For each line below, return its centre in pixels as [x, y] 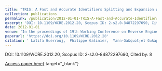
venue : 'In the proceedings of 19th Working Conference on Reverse [74, 32]
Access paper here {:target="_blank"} [42, 63]
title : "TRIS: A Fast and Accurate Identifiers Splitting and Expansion [80, 9]
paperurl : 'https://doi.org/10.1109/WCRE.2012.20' [57, 36]
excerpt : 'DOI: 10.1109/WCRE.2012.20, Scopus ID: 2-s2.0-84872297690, [77, 23]
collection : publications [31, 14]
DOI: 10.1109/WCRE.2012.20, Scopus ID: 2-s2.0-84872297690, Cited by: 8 [79, 54]
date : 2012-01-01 [22, 27]
